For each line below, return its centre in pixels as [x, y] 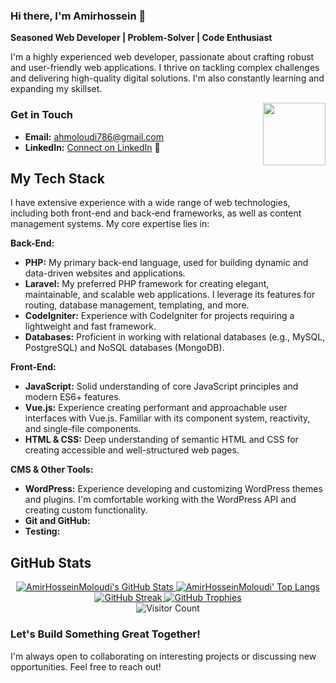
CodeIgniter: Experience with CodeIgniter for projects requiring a [159, 316]
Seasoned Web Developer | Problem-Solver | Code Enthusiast [141, 38]
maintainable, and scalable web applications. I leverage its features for [170, 295]
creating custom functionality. [86, 510]
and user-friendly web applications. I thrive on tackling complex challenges [165, 68]
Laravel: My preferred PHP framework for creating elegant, [147, 284]
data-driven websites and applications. [105, 273]
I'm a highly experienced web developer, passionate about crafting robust [162, 57]
